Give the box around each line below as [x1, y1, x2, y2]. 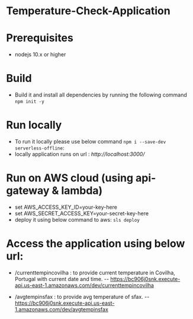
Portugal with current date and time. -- [14, 275, 110, 282]
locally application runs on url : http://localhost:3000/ [14, 151, 145, 158]
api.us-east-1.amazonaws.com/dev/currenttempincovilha [14, 282, 154, 289]
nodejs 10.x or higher [14, 51, 66, 58]
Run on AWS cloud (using [6, 171, 134, 185]
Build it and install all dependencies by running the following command [14, 91, 188, 98]
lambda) [61, 184, 103, 197]
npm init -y [14, 99, 44, 105]
